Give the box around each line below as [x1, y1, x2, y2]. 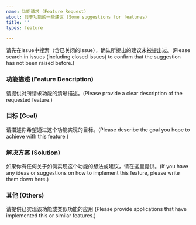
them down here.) [6, 176, 49, 183]
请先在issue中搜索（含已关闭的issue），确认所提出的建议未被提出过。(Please [6, 47, 191, 54]
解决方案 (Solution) [6, 148, 60, 157]
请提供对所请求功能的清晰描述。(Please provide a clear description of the [6, 89, 183, 96]
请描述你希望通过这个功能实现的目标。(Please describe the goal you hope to [6, 126, 190, 133]
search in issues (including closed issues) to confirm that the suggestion [6, 53, 181, 60]
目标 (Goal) [6, 112, 38, 120]
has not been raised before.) [6, 60, 75, 67]
